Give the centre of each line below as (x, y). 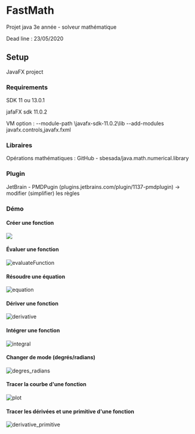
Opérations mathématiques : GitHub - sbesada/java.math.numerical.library (97, 158)
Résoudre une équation (36, 276)
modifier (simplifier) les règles (43, 193)
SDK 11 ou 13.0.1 (26, 100)
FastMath (30, 10)
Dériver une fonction (32, 303)
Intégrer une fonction (33, 330)
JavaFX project (25, 72)
